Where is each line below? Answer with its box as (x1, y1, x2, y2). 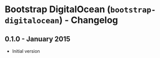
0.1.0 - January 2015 (5, 35, 70, 43)
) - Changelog (59, 14, 118, 26)
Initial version (12, 48, 40, 54)
